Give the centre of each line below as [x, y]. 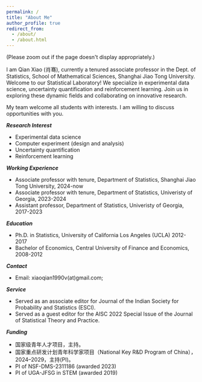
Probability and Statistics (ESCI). [55, 307]
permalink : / [23, 12]
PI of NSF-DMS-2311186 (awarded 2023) [65, 366]
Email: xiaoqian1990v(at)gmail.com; [59, 278]
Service [16, 289]
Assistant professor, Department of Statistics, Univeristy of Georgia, [99, 205]
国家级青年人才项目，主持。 [49, 344]
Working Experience [32, 168]
